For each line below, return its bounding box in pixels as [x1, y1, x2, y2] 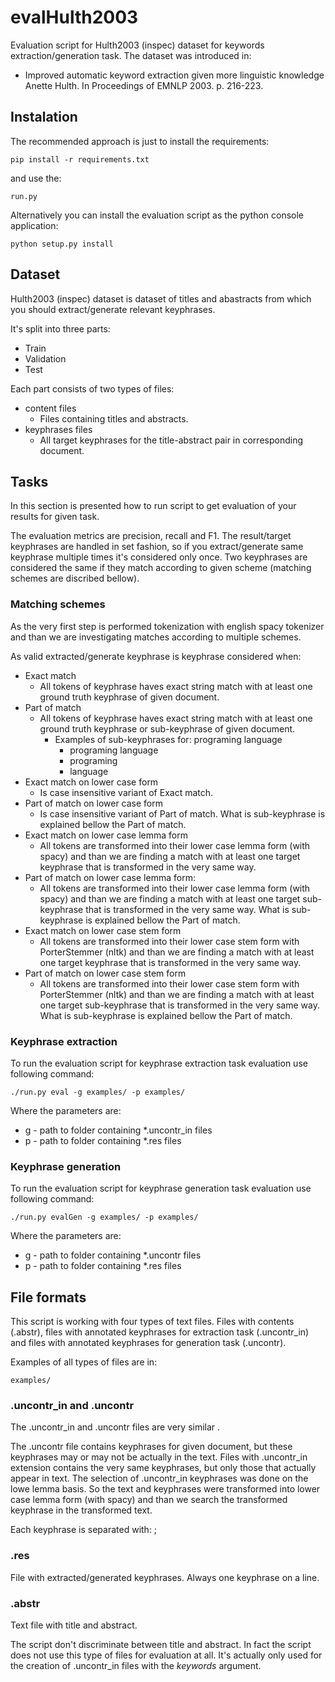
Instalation [10, 109, 78, 126]
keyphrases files [24, 423, 93, 435]
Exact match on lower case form [24, 776, 159, 788]
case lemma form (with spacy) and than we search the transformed [10, 1494, 288, 1506]
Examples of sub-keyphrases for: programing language [54, 733, 283, 745]
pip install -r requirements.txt [10, 154, 150, 165]
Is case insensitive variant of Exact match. [39, 786, 214, 798]
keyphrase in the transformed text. [10, 1504, 153, 1516]
